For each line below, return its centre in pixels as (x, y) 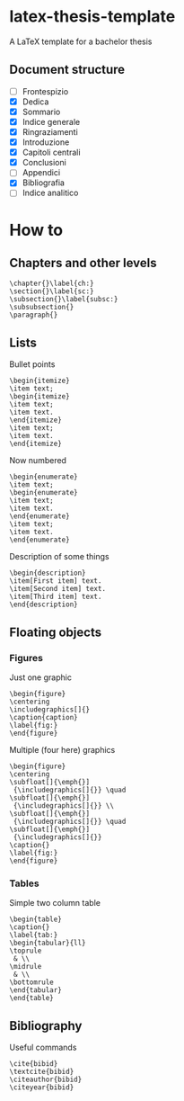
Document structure (67, 70)
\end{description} (44, 604)
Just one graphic (40, 677)
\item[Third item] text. (56, 597)
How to (36, 230)
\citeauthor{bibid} (46, 1080)
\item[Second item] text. (57, 589)
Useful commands (43, 1047)
